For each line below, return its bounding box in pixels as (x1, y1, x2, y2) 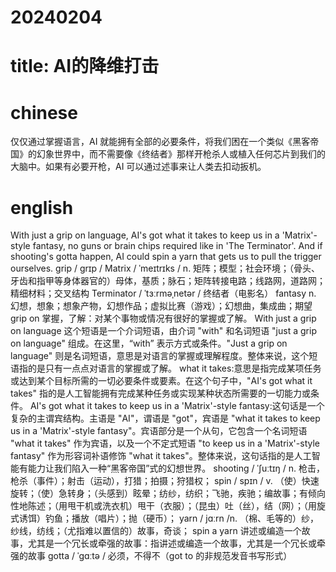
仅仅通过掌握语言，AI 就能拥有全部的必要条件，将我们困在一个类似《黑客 (10, 136, 311, 148)
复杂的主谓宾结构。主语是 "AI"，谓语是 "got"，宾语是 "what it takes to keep (10, 412, 321, 425)
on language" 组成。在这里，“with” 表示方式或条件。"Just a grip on (10, 337, 288, 350)
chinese (10, 101, 78, 124)
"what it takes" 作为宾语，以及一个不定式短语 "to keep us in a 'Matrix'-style (10, 437, 320, 450)
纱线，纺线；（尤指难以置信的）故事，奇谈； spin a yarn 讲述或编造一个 (10, 525, 302, 537)
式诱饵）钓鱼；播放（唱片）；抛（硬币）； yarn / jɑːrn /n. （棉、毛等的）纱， (10, 512, 319, 525)
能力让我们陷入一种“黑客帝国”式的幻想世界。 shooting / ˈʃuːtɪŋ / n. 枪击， (27, 462, 325, 475)
